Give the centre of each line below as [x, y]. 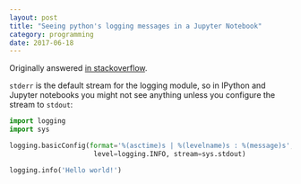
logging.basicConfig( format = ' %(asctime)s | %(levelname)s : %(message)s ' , [152, 145]
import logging [38, 121]
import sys [30, 130]
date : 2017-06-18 [42, 43]
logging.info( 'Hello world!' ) [66, 170]
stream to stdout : [41, 105]
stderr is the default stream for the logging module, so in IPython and [138, 85]
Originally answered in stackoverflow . [78, 68]
